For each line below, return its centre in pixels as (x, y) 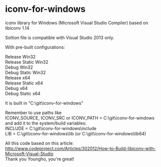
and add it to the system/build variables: (46, 123)
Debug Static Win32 (25, 72)
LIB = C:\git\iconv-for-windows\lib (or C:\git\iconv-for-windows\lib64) (76, 133)
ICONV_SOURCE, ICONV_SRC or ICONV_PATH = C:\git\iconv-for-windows (80, 118)
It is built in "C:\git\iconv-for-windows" (44, 103)
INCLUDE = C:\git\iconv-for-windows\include (51, 128)
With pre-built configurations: (35, 47)
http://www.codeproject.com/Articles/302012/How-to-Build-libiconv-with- (80, 148)
